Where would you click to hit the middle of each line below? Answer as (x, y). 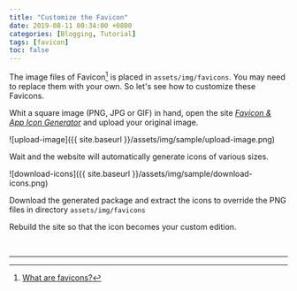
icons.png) (29, 183)
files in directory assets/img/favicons (77, 210)
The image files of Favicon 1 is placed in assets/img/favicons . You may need (147, 76)
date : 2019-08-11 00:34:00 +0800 (71, 26)
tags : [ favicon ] (39, 42)
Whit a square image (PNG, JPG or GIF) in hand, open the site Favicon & (141, 112)
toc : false (29, 50)
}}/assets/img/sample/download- (193, 173)
